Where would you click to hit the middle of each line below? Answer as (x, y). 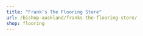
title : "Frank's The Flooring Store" (54, 12)
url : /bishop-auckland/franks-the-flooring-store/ (72, 18)
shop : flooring (26, 23)
